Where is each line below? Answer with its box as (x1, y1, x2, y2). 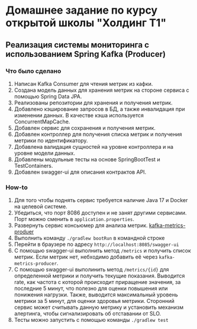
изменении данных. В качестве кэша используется (14, 111, 144, 119)
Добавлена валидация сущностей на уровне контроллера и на (14, 143, 174, 150)
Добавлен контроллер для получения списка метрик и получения (14, 130, 182, 138)
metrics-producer (14, 261, 57, 267)
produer (14, 228, 34, 235)
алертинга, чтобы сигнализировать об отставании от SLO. (14, 310, 162, 317)
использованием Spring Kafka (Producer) (5, 49, 166, 59)
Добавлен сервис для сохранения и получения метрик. (14, 124, 156, 131)
